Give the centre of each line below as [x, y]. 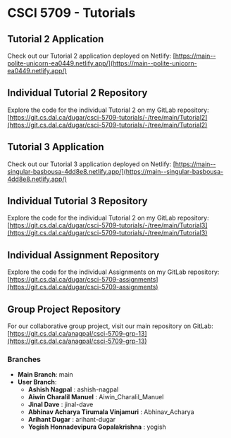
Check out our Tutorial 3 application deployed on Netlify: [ [92, 164]
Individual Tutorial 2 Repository [77, 93]
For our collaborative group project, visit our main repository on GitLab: [110, 326]
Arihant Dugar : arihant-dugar [72, 420]
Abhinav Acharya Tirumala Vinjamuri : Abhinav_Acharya [111, 412]
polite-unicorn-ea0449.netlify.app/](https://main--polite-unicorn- [102, 63]
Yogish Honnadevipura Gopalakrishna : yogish [97, 427]
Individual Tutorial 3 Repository [77, 201]
